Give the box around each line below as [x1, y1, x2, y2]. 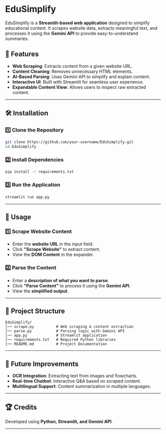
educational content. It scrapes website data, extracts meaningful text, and [5, 25, 158, 31]
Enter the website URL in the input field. [12, 241, 94, 247]
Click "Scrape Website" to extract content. [12, 246, 100, 252]
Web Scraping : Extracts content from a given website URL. [12, 63, 133, 69]
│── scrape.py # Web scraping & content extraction [5, 324, 134, 330]
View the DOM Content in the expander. [12, 251, 94, 258]
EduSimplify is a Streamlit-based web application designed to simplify [5, 20, 150, 26]
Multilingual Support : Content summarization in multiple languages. [12, 384, 152, 389]
